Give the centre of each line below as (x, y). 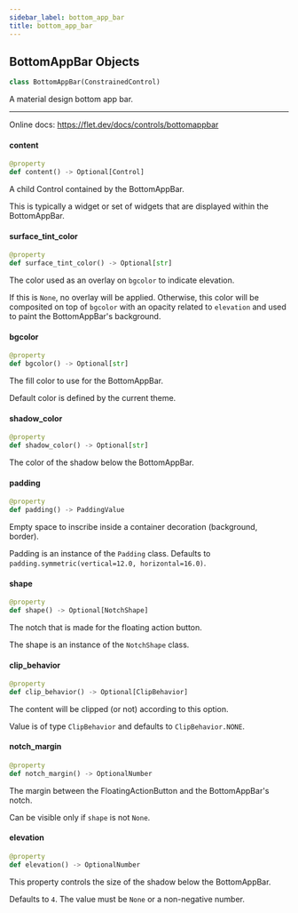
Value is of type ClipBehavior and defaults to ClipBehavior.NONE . (127, 726)
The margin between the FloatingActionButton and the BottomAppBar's (139, 790)
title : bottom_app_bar (51, 26)
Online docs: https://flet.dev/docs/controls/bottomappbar (114, 124)
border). (24, 536)
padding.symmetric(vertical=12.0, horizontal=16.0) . (108, 563)
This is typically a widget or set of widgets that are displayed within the (139, 206)
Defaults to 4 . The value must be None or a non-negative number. (127, 899)
